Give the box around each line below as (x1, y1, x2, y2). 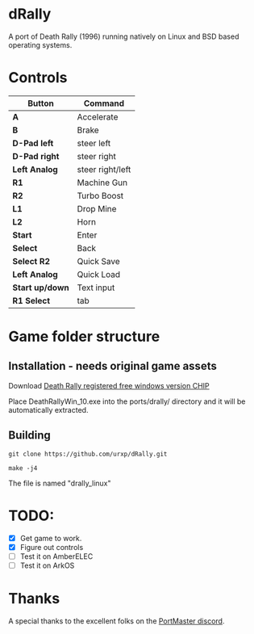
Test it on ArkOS (19, 561, 75, 570)
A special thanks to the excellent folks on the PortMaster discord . (8, 615, 225, 626)
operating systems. (8, 40, 73, 49)
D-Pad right (12, 150, 60, 162)
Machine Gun (77, 177, 128, 188)
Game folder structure (8, 328, 160, 346)
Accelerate (77, 111, 119, 122)
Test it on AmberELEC (19, 551, 94, 561)
